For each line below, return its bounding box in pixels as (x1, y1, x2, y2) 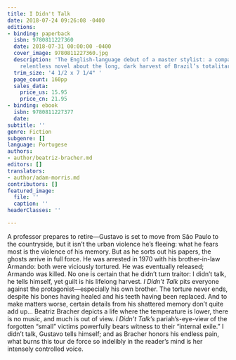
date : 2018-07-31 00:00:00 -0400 (13, 43, 112, 50)
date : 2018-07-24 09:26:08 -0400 (7, 17, 105, 24)
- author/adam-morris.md (7, 174, 80, 181)
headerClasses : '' (7, 207, 61, 214)
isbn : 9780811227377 (13, 108, 74, 116)
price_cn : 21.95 (20, 96, 68, 103)
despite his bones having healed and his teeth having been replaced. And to (7, 292, 228, 300)
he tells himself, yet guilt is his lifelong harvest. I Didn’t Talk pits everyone (7, 277, 219, 285)
